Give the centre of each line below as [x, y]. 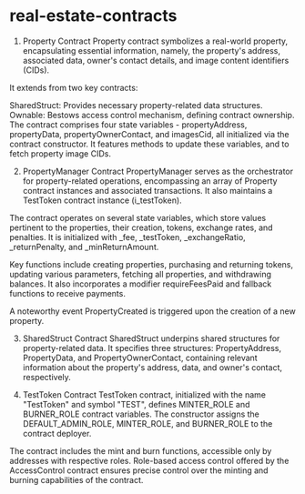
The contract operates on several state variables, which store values [138, 217]
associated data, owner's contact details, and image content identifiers [156, 60]
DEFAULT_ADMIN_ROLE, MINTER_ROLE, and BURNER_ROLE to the [147, 423]
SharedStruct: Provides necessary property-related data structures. [136, 105]
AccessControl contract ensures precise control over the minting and [139, 470]
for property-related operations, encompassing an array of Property [150, 181]
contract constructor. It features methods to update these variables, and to [149, 144]
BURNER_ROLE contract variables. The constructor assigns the [141, 414]
